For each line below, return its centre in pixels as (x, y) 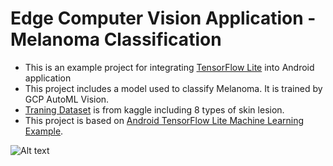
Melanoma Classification (116, 39)
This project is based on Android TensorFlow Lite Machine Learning (164, 120)
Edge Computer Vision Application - (163, 18)
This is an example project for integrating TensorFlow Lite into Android (169, 67)
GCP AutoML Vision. (67, 99)
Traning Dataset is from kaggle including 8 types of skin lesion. (154, 109)
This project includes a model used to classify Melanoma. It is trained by (173, 88)
